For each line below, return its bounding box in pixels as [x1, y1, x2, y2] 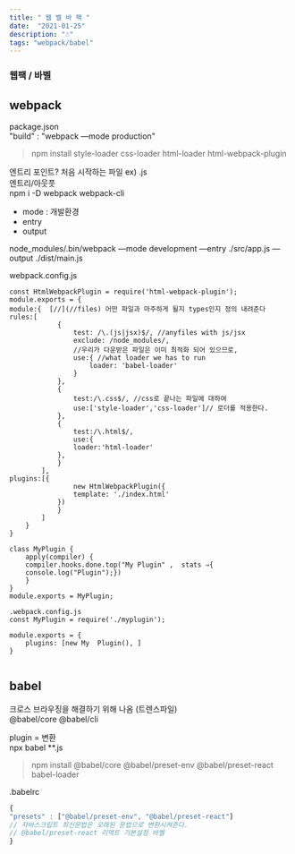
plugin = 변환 [9, 731, 56, 743]
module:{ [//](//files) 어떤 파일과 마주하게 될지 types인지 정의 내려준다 [9, 304, 266, 313]
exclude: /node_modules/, [72, 336, 170, 345]
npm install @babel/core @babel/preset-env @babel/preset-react [30, 759, 274, 770]
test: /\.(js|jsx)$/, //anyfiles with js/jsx [72, 328, 246, 337]
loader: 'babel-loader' [88, 361, 178, 370]
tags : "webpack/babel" [9, 38, 94, 47]
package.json [9, 121, 60, 132]
